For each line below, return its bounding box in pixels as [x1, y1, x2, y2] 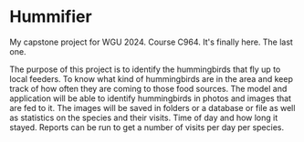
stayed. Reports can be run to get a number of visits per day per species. [9, 121, 285, 133]
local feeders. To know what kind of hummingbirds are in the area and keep [9, 73, 294, 84]
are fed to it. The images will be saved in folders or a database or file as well [9, 102, 296, 113]
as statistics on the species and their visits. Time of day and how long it [9, 112, 278, 123]
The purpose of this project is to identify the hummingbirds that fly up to [9, 64, 281, 75]
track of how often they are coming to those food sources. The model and [9, 83, 288, 94]
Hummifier [9, 6, 93, 27]
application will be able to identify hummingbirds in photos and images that [9, 93, 292, 104]
